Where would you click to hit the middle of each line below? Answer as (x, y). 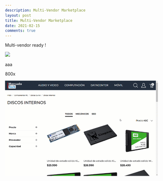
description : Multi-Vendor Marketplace (45, 10)
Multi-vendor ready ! (25, 45)
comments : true (20, 31)
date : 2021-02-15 (23, 26)
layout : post (18, 15)
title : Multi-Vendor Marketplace (39, 20)
